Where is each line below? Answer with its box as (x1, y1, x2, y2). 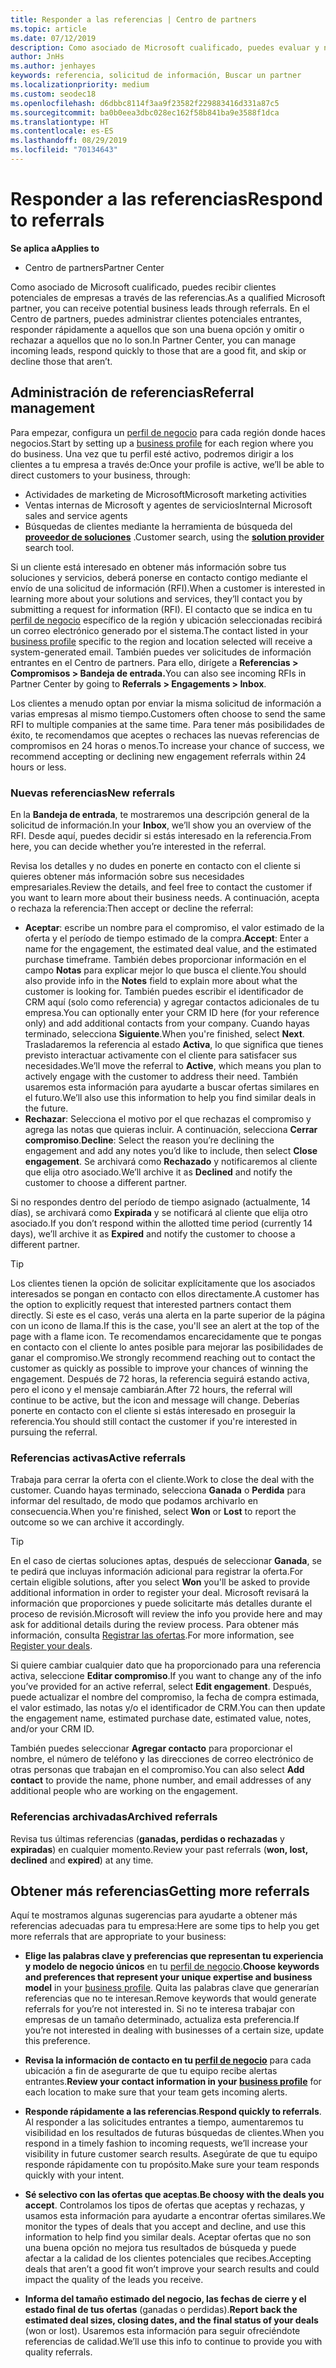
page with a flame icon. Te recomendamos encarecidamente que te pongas (10, 1330, 322, 1342)
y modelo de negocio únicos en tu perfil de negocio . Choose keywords (24, 1961, 320, 1973)
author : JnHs (10, 52, 65, 62)
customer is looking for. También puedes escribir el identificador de (24, 985, 304, 997)
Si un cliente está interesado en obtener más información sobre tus (10, 561, 287, 573)
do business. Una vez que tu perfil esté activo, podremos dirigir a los (10, 447, 294, 460)
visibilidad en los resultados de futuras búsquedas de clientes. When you (24, 2127, 325, 2139)
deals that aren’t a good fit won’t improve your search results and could (24, 2263, 320, 2275)
